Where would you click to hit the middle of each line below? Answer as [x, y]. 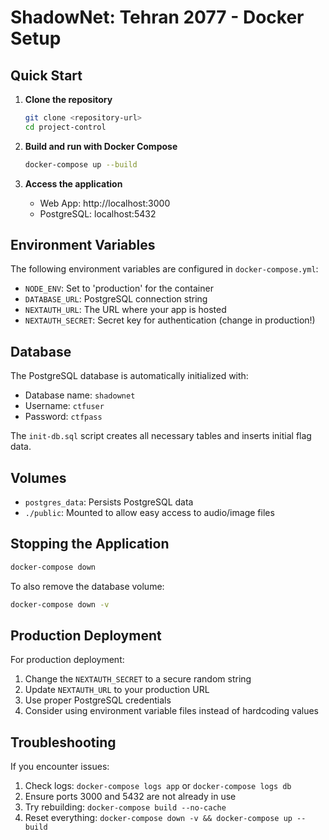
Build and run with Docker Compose [101, 146]
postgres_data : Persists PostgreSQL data [109, 502]
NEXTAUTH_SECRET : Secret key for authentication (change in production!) [170, 320]
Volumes [38, 477]
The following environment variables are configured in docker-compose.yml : [164, 269]
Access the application [73, 183]
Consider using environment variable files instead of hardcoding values [171, 711]
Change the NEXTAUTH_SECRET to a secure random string [138, 679]
